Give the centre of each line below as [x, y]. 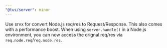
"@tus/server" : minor [28, 10]
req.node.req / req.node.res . [34, 40]
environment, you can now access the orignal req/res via [64, 34]
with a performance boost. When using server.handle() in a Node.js [76, 29]
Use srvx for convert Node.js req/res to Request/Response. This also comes [84, 24]
